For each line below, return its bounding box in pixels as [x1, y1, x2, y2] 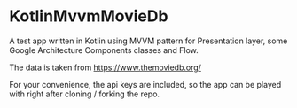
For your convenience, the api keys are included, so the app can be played [9, 79, 282, 89]
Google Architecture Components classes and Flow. [9, 44, 199, 55]
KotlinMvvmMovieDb [9, 6, 168, 27]
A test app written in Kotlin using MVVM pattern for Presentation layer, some [9, 35, 288, 46]
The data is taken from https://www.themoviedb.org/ [9, 62, 202, 73]
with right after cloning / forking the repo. [9, 89, 160, 99]
